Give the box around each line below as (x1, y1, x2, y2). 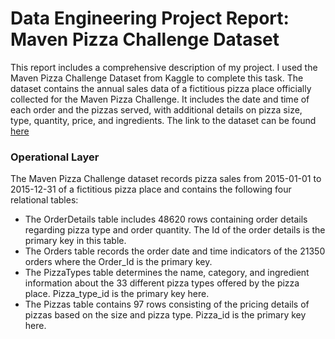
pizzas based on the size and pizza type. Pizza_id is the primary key (24, 309, 307, 321)
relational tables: (10, 194, 79, 206)
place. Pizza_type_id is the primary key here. (24, 288, 210, 300)
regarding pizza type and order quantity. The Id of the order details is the (24, 224, 326, 236)
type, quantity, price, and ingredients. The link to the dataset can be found (10, 114, 317, 126)
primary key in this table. (24, 235, 127, 247)
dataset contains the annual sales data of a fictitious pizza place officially (10, 82, 312, 94)
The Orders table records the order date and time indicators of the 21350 (24, 245, 326, 257)
